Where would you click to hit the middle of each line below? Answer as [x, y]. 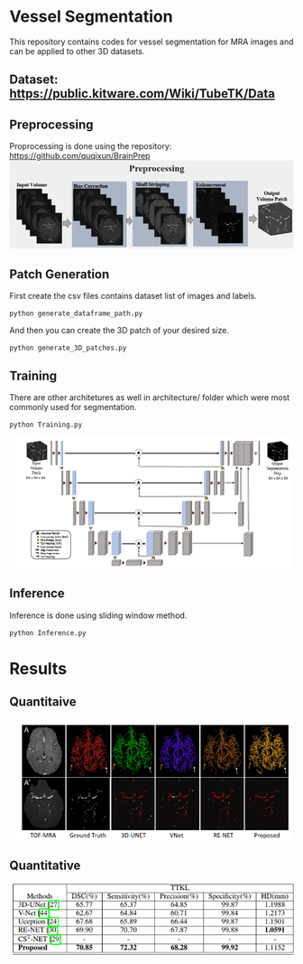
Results [38, 668]
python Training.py [46, 425]
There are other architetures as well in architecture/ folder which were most [150, 397]
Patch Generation [60, 274]
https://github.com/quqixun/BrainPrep [80, 156]
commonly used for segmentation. [73, 407]
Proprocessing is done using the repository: [91, 146]
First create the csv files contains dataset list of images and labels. [133, 296]
